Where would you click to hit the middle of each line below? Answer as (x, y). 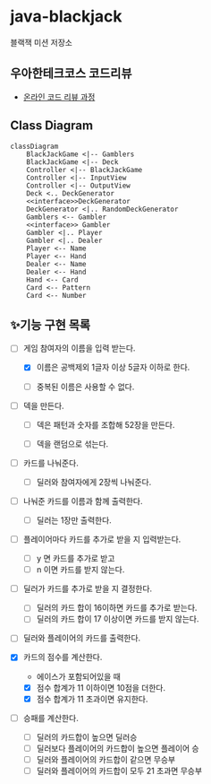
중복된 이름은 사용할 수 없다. (85, 387)
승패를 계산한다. (51, 718)
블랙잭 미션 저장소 (41, 42)
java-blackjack (67, 17)
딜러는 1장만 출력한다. (74, 520)
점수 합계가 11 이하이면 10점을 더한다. (101, 687)
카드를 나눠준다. (51, 463)
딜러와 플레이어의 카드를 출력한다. (82, 638)
